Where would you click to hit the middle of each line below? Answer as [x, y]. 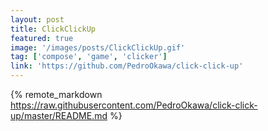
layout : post [37, 19]
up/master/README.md [59, 115]
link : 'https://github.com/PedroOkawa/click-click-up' [127, 66]
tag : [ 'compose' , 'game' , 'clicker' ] [89, 57]
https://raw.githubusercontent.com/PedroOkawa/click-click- [134, 105]
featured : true [42, 38]
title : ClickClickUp [53, 29]
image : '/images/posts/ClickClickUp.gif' [98, 47]
